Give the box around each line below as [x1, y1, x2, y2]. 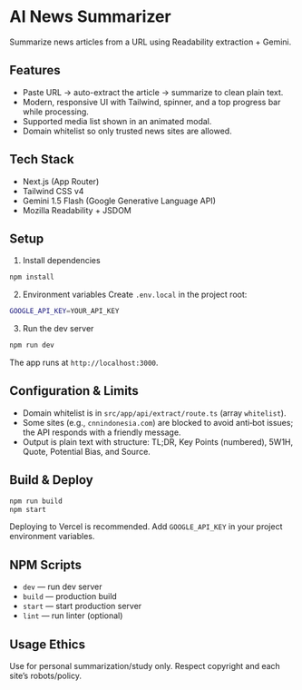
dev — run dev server [22, 581, 102, 592]
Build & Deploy [9, 472, 93, 488]
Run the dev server [22, 323, 94, 334]
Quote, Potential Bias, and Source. [22, 446, 151, 457]
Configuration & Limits [9, 383, 139, 399]
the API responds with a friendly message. [22, 427, 181, 438]
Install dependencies [22, 255, 102, 266]
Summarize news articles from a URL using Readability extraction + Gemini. [9, 36, 292, 47]
